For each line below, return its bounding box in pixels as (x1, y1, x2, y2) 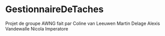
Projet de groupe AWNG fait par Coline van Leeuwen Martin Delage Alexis (5, 20, 160, 26)
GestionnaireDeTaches (5, 4, 104, 15)
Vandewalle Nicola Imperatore (5, 25, 69, 31)
